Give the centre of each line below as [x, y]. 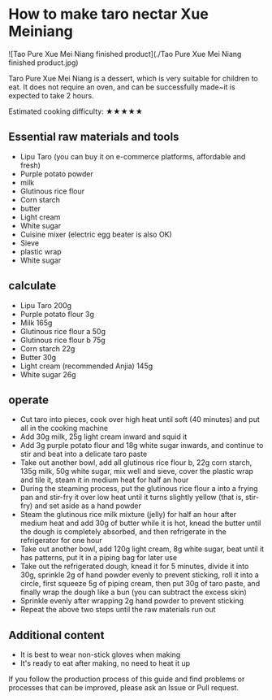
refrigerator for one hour [61, 541]
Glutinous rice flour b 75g [63, 340]
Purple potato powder [56, 174]
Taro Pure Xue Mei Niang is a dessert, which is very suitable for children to [133, 78]
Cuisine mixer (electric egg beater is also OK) [96, 234]
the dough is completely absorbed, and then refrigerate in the [123, 532]
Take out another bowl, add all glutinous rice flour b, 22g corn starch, [136, 463]
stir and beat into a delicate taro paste [84, 454]
